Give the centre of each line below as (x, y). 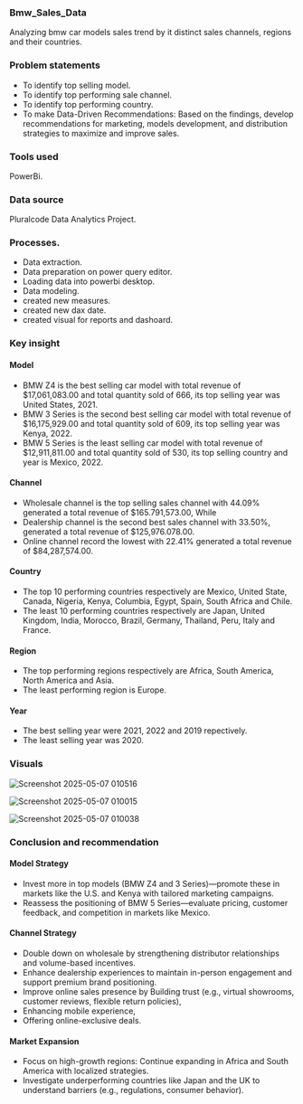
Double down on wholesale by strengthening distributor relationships (151, 953)
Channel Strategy (43, 933)
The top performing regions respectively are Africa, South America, (148, 671)
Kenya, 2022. (47, 433)
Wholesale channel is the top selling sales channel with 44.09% (141, 503)
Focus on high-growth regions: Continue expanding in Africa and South (156, 1062)
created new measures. (66, 301)
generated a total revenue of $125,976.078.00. (109, 532)
